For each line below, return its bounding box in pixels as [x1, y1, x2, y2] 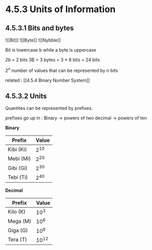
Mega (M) [8, 218, 31, 225]
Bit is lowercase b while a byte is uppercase [5, 47, 96, 53]
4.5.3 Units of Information [5, 4, 116, 15]
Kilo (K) [8, 209, 26, 216]
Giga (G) [8, 227, 28, 234]
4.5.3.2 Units [5, 92, 47, 101]
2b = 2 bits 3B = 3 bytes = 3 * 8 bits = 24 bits [5, 57, 100, 63]
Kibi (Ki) [8, 146, 27, 153]
